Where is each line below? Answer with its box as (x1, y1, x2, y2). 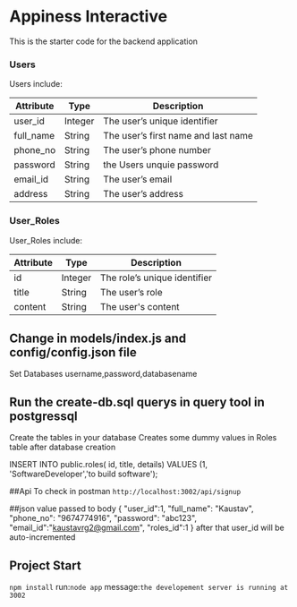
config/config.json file (9, 345, 137, 360)
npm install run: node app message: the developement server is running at (9, 581, 289, 592)
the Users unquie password (102, 158, 219, 171)
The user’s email (102, 173, 173, 185)
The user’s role (99, 286, 163, 298)
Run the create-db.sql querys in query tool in (9, 394, 266, 409)
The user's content (99, 300, 181, 312)
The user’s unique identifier (102, 115, 218, 127)
